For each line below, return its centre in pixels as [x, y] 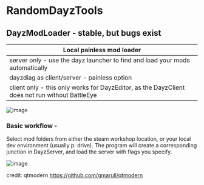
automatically [29, 68]
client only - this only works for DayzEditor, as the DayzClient [97, 87]
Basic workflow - [32, 126]
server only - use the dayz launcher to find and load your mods [100, 60]
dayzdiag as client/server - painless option [71, 78]
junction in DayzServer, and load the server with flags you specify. [89, 152]
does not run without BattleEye [53, 95]
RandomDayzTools [55, 11]
